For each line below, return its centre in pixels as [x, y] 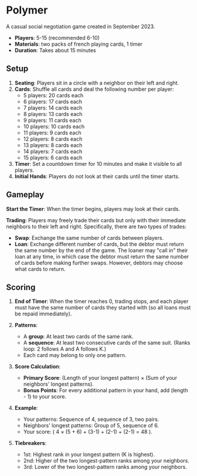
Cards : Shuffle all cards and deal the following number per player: [94, 89]
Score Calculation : [38, 366]
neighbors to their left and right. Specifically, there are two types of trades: [96, 226]
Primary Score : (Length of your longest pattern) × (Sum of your [100, 378]
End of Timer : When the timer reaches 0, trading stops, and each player [101, 301]
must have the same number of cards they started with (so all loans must [103, 308]
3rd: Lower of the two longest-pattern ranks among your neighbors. [105, 467]
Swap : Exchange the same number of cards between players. [89, 237]
